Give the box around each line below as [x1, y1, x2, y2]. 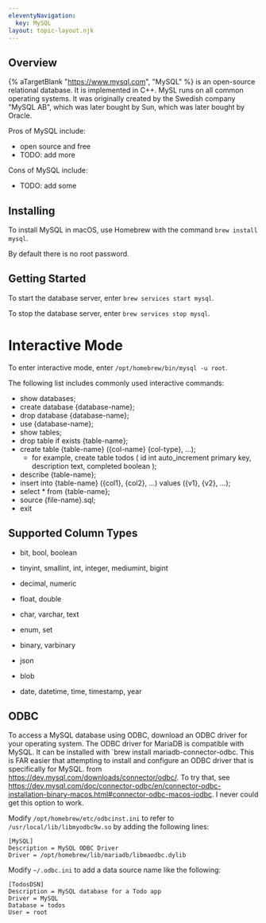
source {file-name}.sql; [19, 495, 96, 504]
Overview [8, 56, 58, 69]
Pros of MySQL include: [8, 127, 86, 136]
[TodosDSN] [8, 881, 44, 889]
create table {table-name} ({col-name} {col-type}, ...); [19, 444, 196, 454]
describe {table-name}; [19, 469, 97, 479]
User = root [8, 909, 48, 917]
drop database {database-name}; [19, 411, 129, 420]
